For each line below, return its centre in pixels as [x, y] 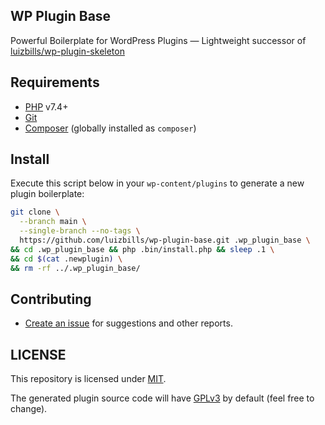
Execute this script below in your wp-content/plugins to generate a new [157, 183]
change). [29, 409]
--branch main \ [53, 222]
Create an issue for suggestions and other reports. [128, 323]
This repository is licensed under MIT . [88, 379]
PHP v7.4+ [46, 106]
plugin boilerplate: [47, 194]
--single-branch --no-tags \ [80, 231]
